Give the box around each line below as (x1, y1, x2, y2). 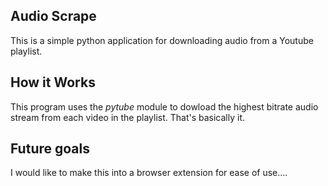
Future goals (10, 140, 90, 158)
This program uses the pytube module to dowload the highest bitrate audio (10, 100, 319, 113)
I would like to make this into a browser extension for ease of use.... (10, 167, 288, 179)
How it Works (10, 74, 96, 91)
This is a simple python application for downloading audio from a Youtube (10, 34, 314, 46)
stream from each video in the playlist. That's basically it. (10, 111, 246, 123)
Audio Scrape (10, 8, 97, 25)
